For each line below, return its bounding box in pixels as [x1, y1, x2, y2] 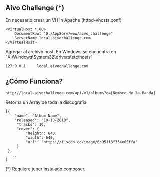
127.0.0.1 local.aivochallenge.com [5, 63, 89, 69]
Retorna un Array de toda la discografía [5, 99, 87, 105]
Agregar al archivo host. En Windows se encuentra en [5, 48, 116, 54]
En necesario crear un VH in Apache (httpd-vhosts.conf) [5, 17, 122, 23]
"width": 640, [25, 135, 55, 140]
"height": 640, [25, 131, 57, 136]
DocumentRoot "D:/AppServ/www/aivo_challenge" [14, 31, 113, 36]
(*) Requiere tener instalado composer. [5, 166, 86, 172]
